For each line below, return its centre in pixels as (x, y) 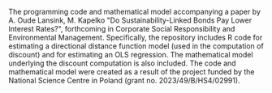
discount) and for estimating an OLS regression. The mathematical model (131, 55)
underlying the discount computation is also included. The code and (123, 63)
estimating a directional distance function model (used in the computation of (136, 46)
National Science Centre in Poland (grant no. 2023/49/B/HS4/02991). (125, 80)
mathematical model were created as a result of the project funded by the (132, 72)
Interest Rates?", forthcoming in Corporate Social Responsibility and (122, 29)
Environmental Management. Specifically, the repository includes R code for (136, 37)
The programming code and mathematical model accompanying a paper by (135, 12)
